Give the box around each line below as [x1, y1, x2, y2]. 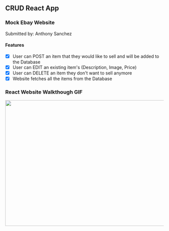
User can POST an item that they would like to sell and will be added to [12, 53, 159, 59]
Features [5, 42, 24, 48]
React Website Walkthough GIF [5, 89, 83, 96]
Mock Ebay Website [5, 19, 55, 26]
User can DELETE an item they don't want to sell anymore [12, 70, 132, 76]
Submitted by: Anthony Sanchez [5, 30, 72, 37]
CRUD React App [5, 4, 59, 13]
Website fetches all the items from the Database [12, 75, 112, 82]
